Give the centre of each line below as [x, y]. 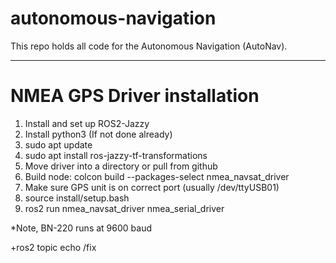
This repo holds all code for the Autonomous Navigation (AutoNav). [149, 46]
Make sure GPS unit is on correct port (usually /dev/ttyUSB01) [152, 187]
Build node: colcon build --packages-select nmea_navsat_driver [157, 176]
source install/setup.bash [77, 198]
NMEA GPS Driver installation [135, 96]
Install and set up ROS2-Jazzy [87, 123]
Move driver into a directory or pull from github [121, 166]
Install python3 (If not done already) [98, 134]
